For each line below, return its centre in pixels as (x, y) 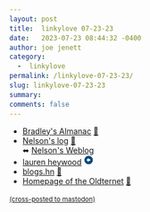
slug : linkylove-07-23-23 (57, 85)
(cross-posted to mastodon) (52, 199)
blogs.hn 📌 (42, 172)
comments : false (39, 104)
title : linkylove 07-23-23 (62, 28)
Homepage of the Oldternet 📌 (76, 181)
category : (28, 57)
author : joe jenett (46, 48)
